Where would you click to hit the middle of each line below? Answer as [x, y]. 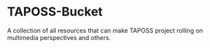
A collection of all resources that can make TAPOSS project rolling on [105, 30]
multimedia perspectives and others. [59, 37]
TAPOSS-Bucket [55, 12]
